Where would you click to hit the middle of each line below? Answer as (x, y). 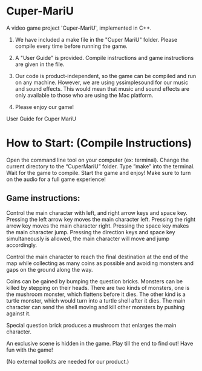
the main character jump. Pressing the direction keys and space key (91, 232)
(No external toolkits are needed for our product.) (68, 361)
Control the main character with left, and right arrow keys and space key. (97, 212)
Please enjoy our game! (44, 107)
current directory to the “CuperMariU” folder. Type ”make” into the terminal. (100, 166)
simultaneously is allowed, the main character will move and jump (88, 238)
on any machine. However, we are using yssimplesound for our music (102, 82)
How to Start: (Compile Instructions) (99, 143)
